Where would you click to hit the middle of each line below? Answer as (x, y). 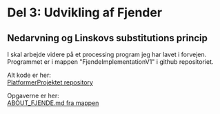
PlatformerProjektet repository (50, 82)
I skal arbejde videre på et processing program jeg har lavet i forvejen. (107, 54)
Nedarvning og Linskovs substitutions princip (108, 38)
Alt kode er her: (29, 75)
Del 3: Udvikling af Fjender (85, 13)
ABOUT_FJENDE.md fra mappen (53, 103)
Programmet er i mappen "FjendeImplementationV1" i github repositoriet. (110, 62)
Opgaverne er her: (33, 95)
